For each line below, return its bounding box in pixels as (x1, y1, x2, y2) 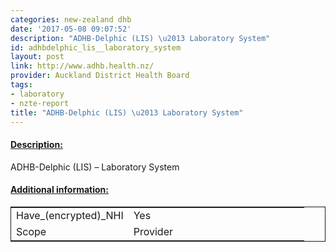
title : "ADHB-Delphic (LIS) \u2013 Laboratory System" (10, 107, 244, 118)
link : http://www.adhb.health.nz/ (10, 61, 155, 71)
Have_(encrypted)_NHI (16, 208, 124, 222)
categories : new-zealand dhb (10, 14, 132, 25)
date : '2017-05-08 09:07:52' (10, 24, 132, 34)
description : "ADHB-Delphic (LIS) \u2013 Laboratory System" (10, 33, 271, 43)
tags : (10, 80, 33, 90)
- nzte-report (10, 98, 70, 108)
